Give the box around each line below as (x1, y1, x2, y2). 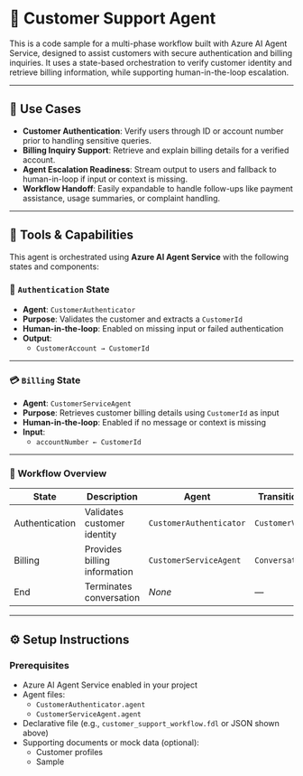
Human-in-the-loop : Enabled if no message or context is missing (22, 417, 267, 428)
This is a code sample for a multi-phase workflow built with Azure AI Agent (9, 38, 288, 49)
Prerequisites (9, 659, 69, 671)
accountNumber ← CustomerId (35, 438, 142, 447)
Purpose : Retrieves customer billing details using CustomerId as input (22, 407, 280, 418)
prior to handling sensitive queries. (22, 135, 151, 145)
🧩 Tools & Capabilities (9, 228, 133, 243)
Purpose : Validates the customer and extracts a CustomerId (22, 313, 243, 324)
